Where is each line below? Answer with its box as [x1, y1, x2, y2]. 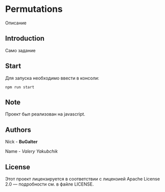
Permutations [5, 3, 63, 15]
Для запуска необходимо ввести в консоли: [5, 75, 100, 81]
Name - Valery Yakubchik [5, 148, 58, 154]
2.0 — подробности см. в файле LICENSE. [5, 181, 94, 187]
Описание [5, 20, 26, 26]
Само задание [5, 47, 36, 53]
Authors [5, 126, 31, 134]
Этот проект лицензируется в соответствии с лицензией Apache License [5, 176, 161, 182]
